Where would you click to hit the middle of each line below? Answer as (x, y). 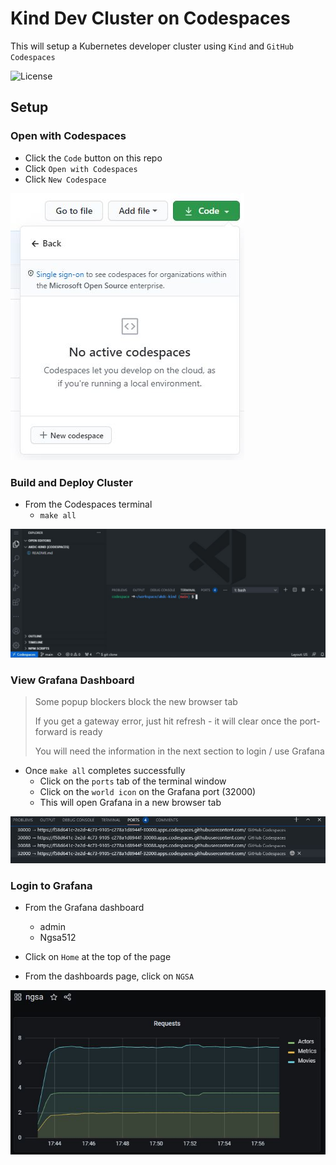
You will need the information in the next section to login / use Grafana (179, 751)
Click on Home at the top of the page (98, 957)
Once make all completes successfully (105, 770)
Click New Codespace (65, 179)
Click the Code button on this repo (93, 158)
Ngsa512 (58, 938)
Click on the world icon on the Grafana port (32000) (148, 791)
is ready (86, 731)
